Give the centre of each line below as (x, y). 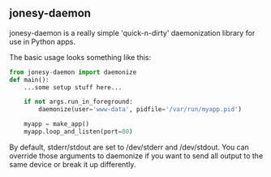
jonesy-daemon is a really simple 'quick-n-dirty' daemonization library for (132, 32)
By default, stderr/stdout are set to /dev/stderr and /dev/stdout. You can (129, 147)
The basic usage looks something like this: (80, 57)
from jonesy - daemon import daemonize (73, 72)
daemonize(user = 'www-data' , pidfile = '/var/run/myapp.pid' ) (140, 110)
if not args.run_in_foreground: (78, 102)
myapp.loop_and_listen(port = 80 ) (78, 132)
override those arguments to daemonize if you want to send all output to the (136, 155)
